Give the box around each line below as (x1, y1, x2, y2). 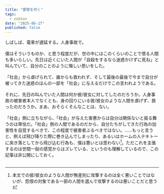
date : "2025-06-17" (5, 21, 45, 26)
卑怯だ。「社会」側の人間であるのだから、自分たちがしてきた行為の (18, 121, 152, 127)
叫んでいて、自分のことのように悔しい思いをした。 (5, 63, 107, 69)
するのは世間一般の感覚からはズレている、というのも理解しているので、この (5, 146, 159, 151)
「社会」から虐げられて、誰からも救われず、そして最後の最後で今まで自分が (5, 74, 158, 80)
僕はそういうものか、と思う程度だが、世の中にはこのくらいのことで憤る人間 (5, 51, 159, 57)
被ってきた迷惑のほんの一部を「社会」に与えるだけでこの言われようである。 (5, 80, 159, 86)
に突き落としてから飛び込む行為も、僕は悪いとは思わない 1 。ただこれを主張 (5, 139, 156, 146)
